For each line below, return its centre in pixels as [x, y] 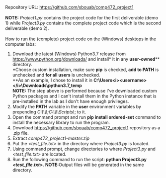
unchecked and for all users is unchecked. [56, 75]
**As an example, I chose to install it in [52, 80]
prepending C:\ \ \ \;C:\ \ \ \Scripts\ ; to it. [49, 112]
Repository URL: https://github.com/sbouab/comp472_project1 [69, 7]
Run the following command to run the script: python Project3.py [80, 159]
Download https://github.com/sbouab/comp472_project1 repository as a [86, 128]
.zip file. [20, 133]
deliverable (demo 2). [27, 28]
